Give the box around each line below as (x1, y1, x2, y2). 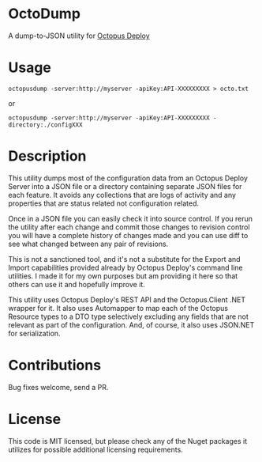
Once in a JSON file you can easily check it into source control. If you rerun (8, 214, 253, 223)
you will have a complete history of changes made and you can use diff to (8, 230, 249, 240)
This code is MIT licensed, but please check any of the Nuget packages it (8, 436, 247, 445)
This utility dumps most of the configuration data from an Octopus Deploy (8, 173, 249, 183)
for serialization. (8, 328, 61, 338)
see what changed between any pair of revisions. (8, 239, 169, 248)
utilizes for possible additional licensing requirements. (8, 445, 183, 454)
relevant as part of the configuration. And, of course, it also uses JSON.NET (8, 320, 255, 329)
